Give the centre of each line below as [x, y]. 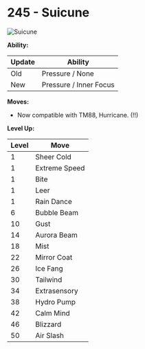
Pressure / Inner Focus [78, 85]
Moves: [18, 102]
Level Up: [21, 128]
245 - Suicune [48, 13]
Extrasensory [57, 291]
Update [23, 62]
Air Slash [49, 335]
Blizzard [48, 324]
